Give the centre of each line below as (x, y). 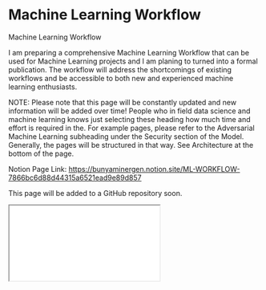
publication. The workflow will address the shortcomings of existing (120, 69)
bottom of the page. (41, 153)
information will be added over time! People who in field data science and (129, 111)
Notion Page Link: (38, 169)
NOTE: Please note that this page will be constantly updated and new (123, 102)
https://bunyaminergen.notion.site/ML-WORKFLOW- (154, 169)
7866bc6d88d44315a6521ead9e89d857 (75, 178)
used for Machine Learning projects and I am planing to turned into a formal (133, 61)
